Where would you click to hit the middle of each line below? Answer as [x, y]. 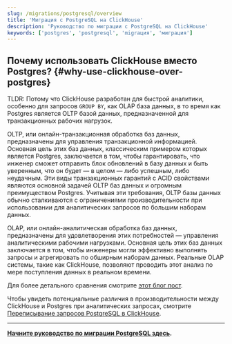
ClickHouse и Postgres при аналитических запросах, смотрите [99, 306]
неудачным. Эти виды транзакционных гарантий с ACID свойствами [108, 178]
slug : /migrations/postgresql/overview [65, 13]
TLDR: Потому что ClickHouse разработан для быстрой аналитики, [106, 99]
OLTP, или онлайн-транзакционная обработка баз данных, [94, 134]
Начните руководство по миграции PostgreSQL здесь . [90, 333]
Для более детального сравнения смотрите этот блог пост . [95, 285]
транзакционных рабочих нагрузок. [60, 121]
